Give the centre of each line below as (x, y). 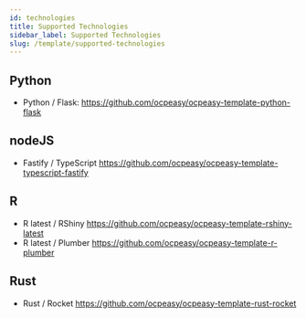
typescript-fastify (55, 172)
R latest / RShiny (53, 223)
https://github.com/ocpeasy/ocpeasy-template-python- (185, 102)
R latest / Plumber (56, 242)
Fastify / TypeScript (60, 163)
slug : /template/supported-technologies (88, 43)
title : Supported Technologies (69, 26)
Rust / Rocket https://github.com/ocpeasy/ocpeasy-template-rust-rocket (159, 303)
